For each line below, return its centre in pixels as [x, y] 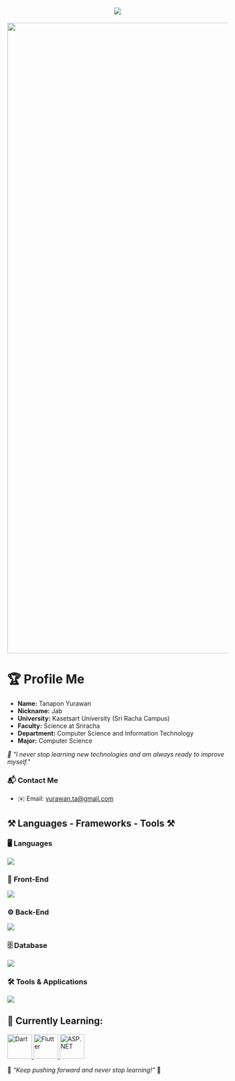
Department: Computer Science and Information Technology [105, 733]
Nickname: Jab [40, 710]
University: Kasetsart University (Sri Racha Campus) [93, 718]
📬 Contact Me [33, 780]
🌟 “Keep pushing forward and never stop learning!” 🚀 [84, 1070]
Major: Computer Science [55, 741]
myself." [19, 762]
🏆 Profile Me [46, 679]
